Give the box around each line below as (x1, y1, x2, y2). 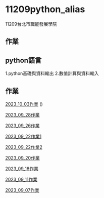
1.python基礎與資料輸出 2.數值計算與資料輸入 (5, 70, 99, 76)
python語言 (5, 56, 42, 64)
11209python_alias (5, 4, 85, 15)
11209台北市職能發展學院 (5, 21, 57, 27)
